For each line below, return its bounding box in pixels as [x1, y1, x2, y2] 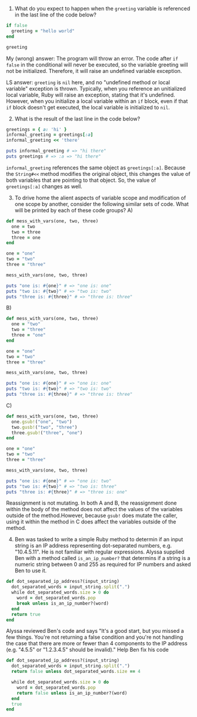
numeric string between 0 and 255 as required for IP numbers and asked [14, 561, 191, 568]
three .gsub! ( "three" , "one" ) [11, 429, 83, 436]
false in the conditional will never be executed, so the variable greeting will [6, 61, 188, 68]
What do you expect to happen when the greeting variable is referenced [14, 5, 191, 12]
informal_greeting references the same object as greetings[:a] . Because [6, 164, 186, 171]
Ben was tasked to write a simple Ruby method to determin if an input [14, 536, 183, 543]
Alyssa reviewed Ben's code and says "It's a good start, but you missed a [6, 628, 184, 635]
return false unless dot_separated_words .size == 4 [11, 669, 141, 675]
